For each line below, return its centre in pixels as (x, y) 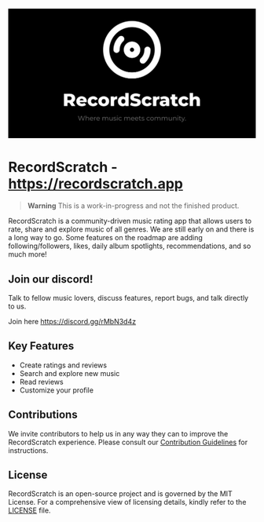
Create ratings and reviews (63, 365)
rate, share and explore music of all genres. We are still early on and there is (131, 229)
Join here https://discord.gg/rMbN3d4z (72, 322)
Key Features (41, 346)
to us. (17, 306)
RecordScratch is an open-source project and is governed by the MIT (121, 494)
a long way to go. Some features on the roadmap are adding (105, 238)
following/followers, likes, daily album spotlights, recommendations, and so (130, 246)
